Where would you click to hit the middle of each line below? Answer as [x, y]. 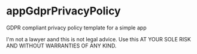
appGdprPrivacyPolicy [63, 11]
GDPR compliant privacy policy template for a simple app [76, 28]
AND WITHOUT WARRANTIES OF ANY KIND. [61, 46]
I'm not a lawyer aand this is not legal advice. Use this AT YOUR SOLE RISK [99, 39]
